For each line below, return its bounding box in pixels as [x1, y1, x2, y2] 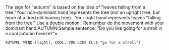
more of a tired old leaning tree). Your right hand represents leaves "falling [5, 15, 161, 20]
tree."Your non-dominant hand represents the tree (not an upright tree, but [5, 9, 160, 15]
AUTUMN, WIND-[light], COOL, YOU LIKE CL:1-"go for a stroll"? [5, 40, 141, 45]
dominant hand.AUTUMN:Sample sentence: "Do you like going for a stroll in [5, 25, 162, 31]
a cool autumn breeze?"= [5, 31, 58, 36]
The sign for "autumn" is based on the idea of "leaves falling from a [5, 4, 145, 10]
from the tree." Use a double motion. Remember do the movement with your [5, 20, 164, 26]
